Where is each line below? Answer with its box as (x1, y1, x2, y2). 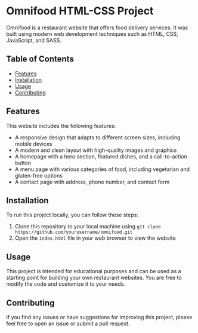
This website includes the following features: (6, 122, 116, 129)
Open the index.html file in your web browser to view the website (14, 234, 176, 242)
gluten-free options (14, 172, 63, 179)
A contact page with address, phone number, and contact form (14, 178, 170, 185)
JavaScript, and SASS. (6, 36, 61, 44)
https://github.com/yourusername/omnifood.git (14, 229, 133, 236)
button (14, 159, 32, 166)
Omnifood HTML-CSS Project (6, 4, 154, 18)
